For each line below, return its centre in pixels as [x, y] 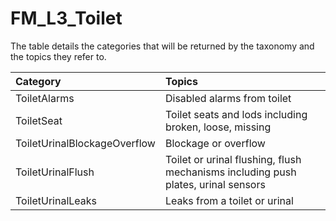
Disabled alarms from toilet [228, 98]
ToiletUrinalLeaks [56, 200]
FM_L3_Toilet [66, 18]
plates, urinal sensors [215, 184]
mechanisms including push [230, 172]
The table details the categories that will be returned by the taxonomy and [162, 46]
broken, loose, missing [218, 127]
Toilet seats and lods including [236, 114]
